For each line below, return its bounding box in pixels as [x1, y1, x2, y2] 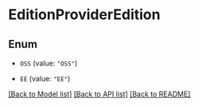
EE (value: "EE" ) [19, 74, 71, 83]
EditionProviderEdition [8, 6, 161, 24]
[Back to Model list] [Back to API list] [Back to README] [8, 89, 191, 99]
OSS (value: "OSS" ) [19, 58, 78, 68]
